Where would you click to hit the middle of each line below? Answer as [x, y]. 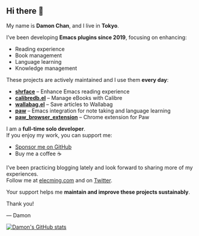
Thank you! [20, 203]
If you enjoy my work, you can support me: [59, 135]
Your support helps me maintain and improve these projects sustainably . [98, 192]
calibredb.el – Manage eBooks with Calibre [69, 98]
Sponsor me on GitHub [43, 147]
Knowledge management [46, 68]
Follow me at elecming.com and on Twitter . [59, 180]
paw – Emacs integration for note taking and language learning [93, 110]
